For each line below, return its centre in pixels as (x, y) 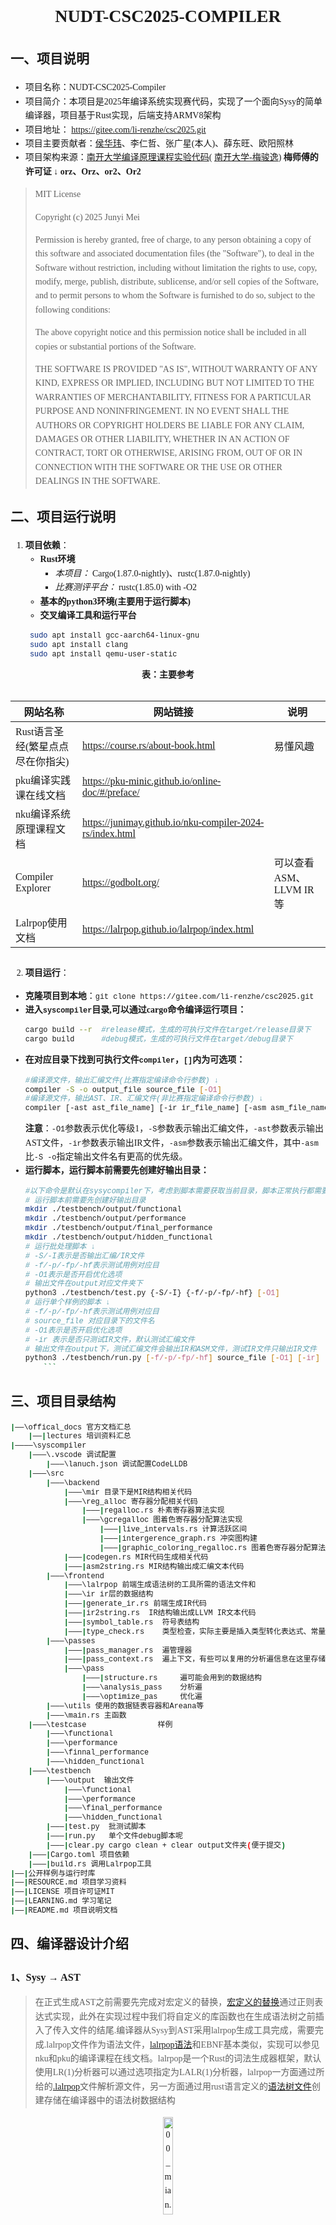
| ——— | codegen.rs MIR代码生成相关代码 (136, 1557)
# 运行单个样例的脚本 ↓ (67, 1303)
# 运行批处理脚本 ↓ (60, 1247)
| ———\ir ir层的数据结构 (108, 1595)
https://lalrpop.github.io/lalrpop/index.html (168, 929)
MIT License (58, 194)
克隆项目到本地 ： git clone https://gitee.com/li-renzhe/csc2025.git (169, 996)
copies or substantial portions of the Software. (115, 346)
